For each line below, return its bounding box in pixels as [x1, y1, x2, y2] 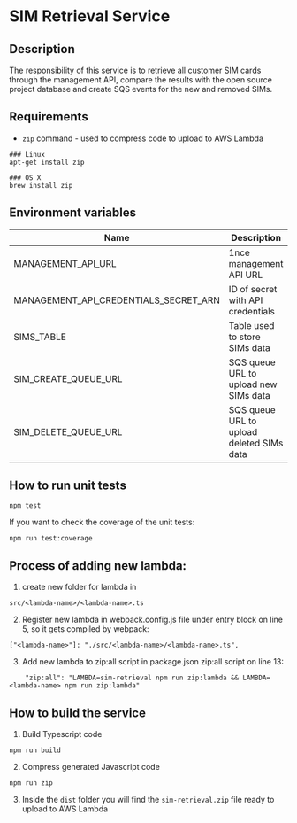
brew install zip [9, 181, 73, 190]
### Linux [9, 150, 46, 159]
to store [228, 330, 261, 343]
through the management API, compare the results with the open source [9, 74, 272, 85]
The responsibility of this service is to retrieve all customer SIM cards [9, 65, 262, 75]
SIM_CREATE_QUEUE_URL [13, 372, 123, 384]
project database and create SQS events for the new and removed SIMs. [9, 84, 272, 94]
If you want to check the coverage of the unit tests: [9, 516, 195, 528]
